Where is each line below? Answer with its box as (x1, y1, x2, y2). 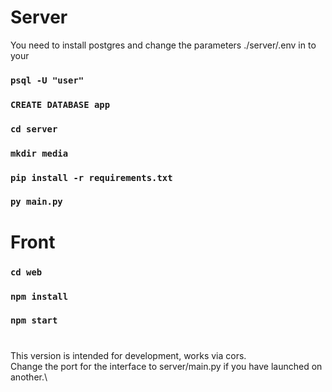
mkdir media (10, 147, 69, 159)
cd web (10, 266, 43, 278)
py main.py (10, 196, 63, 208)
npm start (10, 315, 58, 326)
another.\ (10, 371, 48, 383)
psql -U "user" (10, 74, 85, 86)
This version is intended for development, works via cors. (10, 349, 247, 361)
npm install (10, 291, 69, 302)
